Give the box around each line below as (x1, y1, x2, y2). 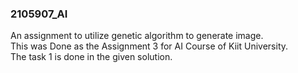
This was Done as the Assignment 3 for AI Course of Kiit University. (10, 40, 289, 52)
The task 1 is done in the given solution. (10, 51, 173, 63)
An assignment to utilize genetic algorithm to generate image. (10, 30, 264, 42)
